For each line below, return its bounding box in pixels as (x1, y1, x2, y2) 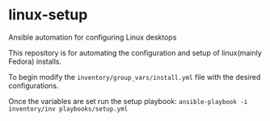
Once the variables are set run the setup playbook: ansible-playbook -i (8, 96, 248, 106)
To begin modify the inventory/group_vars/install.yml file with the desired (8, 72, 261, 81)
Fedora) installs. (8, 56, 62, 66)
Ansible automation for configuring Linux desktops (8, 32, 177, 42)
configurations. (8, 81, 59, 90)
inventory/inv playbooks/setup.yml (8, 105, 129, 113)
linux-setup (8, 6, 88, 24)
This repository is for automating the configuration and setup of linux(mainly (8, 48, 263, 57)
